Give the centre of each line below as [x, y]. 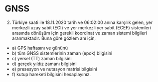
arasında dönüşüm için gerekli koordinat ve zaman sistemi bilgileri [79, 33]
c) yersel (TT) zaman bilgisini [42, 58]
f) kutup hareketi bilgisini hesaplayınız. [51, 74]
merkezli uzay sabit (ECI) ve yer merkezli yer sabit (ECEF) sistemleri [81, 27]
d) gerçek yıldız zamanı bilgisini [44, 64]
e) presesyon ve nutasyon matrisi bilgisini [55, 69]
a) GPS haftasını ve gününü [40, 48]
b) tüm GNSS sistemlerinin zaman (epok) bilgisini [62, 53]
